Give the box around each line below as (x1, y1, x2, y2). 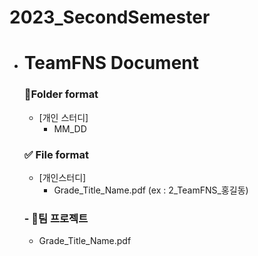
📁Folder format (23, 87, 99, 101)
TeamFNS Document (23, 52, 200, 75)
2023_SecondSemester (9, 6, 211, 29)
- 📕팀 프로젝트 (23, 211, 89, 225)
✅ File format (23, 147, 89, 161)
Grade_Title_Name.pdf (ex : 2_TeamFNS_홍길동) (53, 184, 249, 196)
